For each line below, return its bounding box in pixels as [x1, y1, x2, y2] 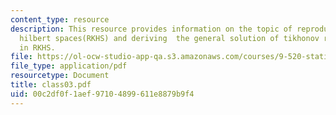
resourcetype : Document [10, 71, 110, 81]
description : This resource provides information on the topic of [10, 24, 293, 34]
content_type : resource [10, 14, 110, 25]
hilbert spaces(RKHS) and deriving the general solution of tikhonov [19, 33, 320, 43]
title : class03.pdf [10, 80, 92, 90]
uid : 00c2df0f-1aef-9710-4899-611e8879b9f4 [10, 89, 195, 99]
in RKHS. [19, 42, 56, 53]
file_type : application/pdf [10, 61, 128, 71]
